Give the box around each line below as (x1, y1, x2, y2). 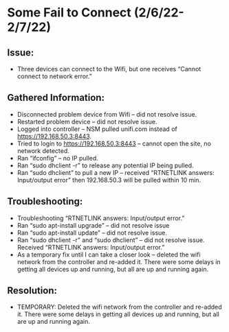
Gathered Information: (7, 92, 105, 104)
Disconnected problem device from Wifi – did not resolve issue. (17, 110, 197, 118)
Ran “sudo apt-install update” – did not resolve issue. (17, 228, 167, 237)
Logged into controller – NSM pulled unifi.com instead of (17, 125, 177, 133)
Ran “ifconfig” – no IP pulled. (17, 154, 98, 162)
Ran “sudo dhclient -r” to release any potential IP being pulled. (17, 161, 194, 169)
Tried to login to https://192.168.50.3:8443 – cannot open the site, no (17, 139, 212, 147)
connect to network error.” (17, 72, 92, 80)
